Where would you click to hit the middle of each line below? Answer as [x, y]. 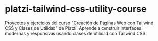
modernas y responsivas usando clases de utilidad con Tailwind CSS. [76, 33]
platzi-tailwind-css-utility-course [76, 9]
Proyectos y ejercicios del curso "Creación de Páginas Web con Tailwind [79, 23]
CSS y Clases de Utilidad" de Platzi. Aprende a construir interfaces [73, 28]
